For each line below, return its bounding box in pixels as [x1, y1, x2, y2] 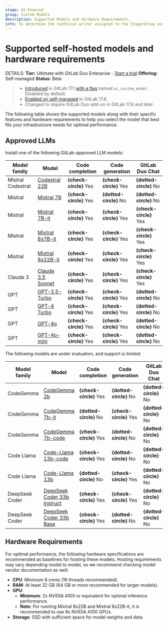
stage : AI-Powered [5, 7, 43, 13]
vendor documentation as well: [5, 567, 69, 573]
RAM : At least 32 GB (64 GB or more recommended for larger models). [12, 582, 158, 588]
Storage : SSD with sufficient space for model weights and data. [12, 614, 144, 620]
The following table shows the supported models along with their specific [5, 111, 156, 117]
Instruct [43, 500, 61, 506]
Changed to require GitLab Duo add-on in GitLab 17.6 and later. [24, 101, 154, 108]
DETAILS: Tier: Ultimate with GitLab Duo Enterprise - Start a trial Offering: [5, 70, 158, 76]
